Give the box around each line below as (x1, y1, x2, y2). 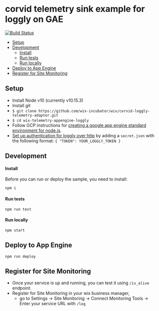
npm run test (5, 207, 32, 212)
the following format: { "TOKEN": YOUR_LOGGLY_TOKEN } (12, 138, 121, 144)
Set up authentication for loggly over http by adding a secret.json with (12, 132, 155, 138)
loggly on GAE (5, 14, 63, 25)
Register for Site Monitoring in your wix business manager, (12, 291, 130, 296)
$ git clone (12, 109, 37, 113)
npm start (5, 228, 25, 233)
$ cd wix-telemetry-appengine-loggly (12, 118, 89, 123)
